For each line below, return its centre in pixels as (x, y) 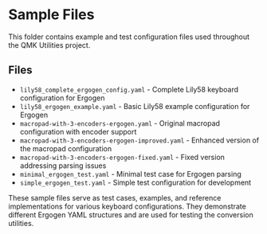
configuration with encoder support (78, 131)
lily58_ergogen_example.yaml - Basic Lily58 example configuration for (135, 106)
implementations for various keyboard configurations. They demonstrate (128, 206)
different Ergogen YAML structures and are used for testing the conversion (131, 214)
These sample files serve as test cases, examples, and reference (115, 197)
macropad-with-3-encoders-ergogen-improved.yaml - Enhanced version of (139, 140)
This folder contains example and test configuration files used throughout (129, 37)
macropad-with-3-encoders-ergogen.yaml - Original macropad (120, 123)
